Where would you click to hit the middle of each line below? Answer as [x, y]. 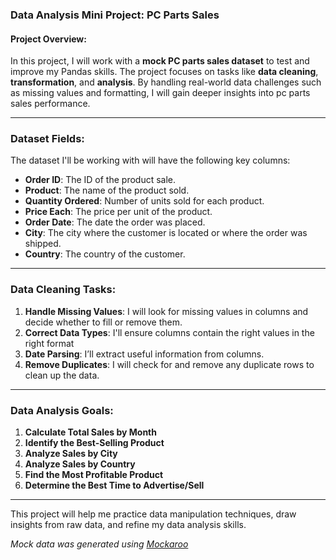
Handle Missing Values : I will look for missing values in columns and [166, 311]
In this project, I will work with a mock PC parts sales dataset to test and [160, 61]
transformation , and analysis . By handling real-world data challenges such [166, 82]
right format [49, 343]
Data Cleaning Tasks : [63, 290]
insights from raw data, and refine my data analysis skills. [128, 525]
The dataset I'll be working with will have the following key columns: [150, 160]
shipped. [43, 244]
